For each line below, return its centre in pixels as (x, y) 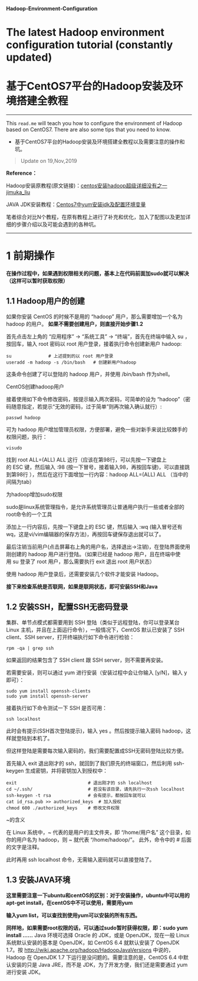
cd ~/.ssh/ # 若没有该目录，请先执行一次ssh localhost (95, 789)
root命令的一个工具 (29, 514)
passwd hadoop (24, 418)
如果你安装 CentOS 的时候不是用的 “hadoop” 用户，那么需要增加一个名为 (94, 316)
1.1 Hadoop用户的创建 (46, 301)
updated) (29, 58)
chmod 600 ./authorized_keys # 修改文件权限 (63, 808)
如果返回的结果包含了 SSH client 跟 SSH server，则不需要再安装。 (86, 660)
